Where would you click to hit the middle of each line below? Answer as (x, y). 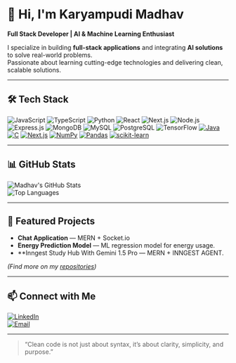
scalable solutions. (34, 70)
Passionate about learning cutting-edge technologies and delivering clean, (115, 62)
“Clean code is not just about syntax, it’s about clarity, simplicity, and (124, 345)
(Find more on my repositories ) (52, 267)
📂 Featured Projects (51, 221)
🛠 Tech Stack (38, 100)
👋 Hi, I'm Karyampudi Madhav (96, 14)
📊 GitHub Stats (41, 165)
